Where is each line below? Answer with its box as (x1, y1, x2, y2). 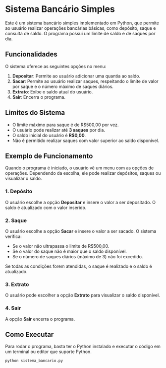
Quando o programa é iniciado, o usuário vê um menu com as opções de (5, 165, 154, 171)
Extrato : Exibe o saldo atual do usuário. (12, 88, 93, 95)
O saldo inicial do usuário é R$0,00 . (12, 132, 86, 138)
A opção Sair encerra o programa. (5, 316, 75, 322)
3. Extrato (5, 281, 29, 288)
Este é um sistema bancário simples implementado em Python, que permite (5, 20, 160, 26)
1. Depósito (5, 188, 33, 195)
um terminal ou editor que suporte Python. (5, 349, 92, 355)
